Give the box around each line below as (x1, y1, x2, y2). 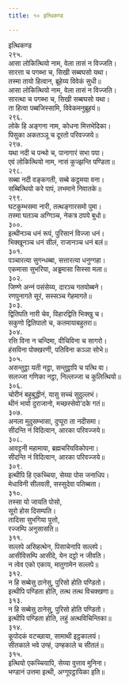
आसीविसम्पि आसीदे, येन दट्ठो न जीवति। (8, 551, 106, 560)
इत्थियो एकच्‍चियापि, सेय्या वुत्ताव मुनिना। (8, 658, 107, 667)
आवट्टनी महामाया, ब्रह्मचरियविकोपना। (8, 443, 99, 453)
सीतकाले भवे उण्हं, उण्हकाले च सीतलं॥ (8, 640, 104, 649)
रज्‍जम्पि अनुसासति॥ (8, 523, 59, 533)
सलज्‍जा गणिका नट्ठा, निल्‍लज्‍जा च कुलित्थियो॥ (8, 372, 121, 381)
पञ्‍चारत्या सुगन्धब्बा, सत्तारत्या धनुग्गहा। (8, 255, 106, 265)
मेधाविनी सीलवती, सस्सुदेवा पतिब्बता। (8, 479, 101, 488)
